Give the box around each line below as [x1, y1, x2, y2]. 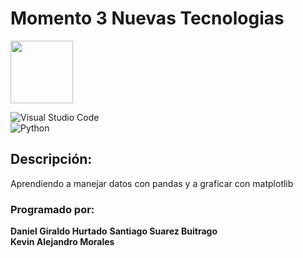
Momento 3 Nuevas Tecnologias [10, 7, 285, 30]
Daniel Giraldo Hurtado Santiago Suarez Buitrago [10, 225, 218, 237]
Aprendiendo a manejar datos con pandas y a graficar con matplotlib [10, 177, 294, 189]
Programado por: [10, 202, 95, 216]
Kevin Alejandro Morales [10, 236, 115, 248]
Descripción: [10, 151, 93, 168]
